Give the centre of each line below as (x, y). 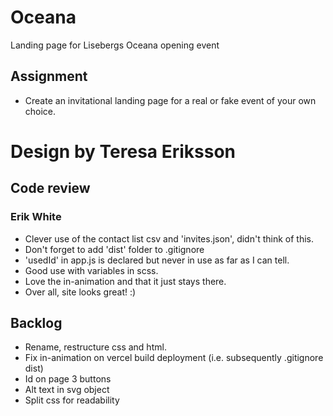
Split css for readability (72, 400)
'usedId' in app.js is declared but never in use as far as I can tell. (157, 260)
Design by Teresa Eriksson (123, 151)
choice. (40, 111)
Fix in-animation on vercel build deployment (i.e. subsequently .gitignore (174, 358)
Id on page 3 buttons (68, 379)
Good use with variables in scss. (91, 270)
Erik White (36, 217)
